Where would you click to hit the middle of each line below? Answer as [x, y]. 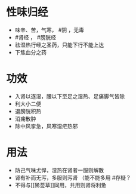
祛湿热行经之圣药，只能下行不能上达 [59, 45]
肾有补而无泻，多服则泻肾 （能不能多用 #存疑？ [73, 177]
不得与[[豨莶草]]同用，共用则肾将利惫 [61, 185]
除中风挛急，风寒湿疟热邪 [46, 126]
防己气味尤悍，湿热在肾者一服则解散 [59, 170]
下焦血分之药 [30, 52]
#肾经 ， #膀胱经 [35, 37]
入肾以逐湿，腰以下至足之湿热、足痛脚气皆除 [70, 96]
